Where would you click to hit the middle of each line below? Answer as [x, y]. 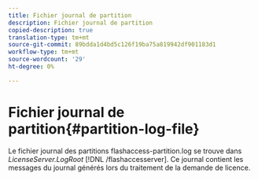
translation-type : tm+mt [49, 37]
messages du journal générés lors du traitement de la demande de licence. [129, 167]
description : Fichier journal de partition [81, 23]
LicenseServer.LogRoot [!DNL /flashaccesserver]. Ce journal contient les [126, 159]
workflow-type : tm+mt [44, 52]
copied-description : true [50, 30]
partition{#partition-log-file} [104, 129]
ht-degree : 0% [31, 67]
